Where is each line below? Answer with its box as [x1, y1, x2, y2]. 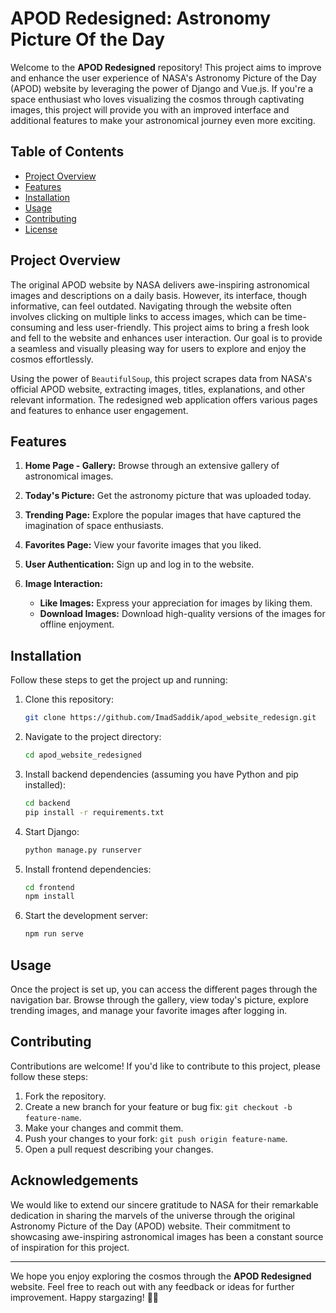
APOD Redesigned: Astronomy [10, 7, 272, 30]
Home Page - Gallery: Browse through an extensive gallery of [24, 460, 280, 472]
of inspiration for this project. [10, 1241, 130, 1253]
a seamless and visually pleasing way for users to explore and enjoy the [10, 342, 307, 354]
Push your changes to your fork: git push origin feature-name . [24, 1132, 288, 1144]
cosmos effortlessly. [10, 353, 94, 365]
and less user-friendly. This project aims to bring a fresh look [58, 321, 310, 333]
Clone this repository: [24, 693, 114, 706]
